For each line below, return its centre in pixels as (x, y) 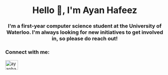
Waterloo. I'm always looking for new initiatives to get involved (85, 32)
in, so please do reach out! (85, 39)
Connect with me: (27, 52)
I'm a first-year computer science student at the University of (85, 26)
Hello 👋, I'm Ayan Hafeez (85, 10)
